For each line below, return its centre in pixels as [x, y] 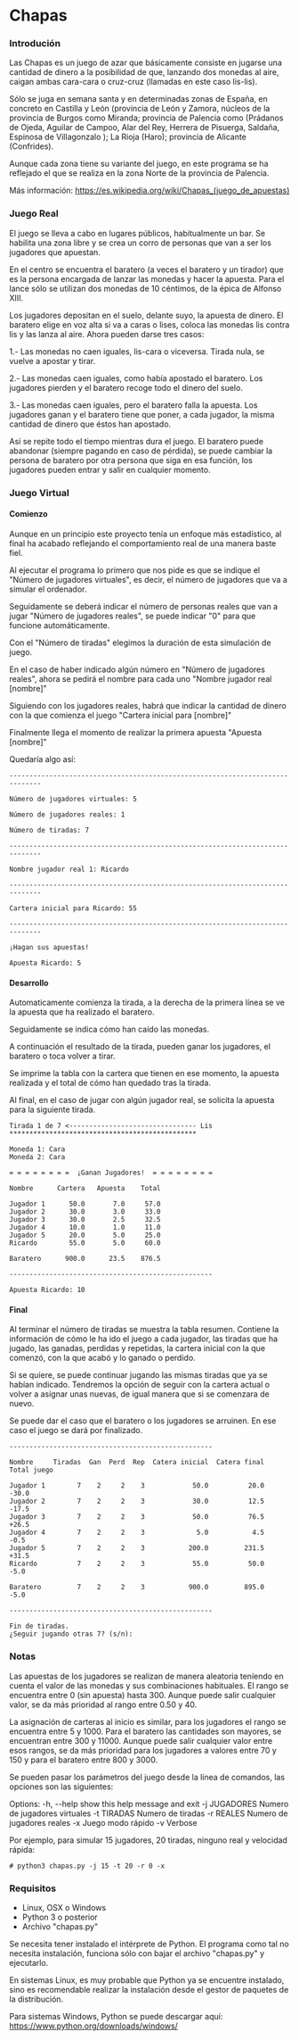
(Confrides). [32, 146]
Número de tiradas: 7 [49, 830]
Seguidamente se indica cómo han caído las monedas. [109, 1029]
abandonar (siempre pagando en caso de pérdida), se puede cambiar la [141, 451]
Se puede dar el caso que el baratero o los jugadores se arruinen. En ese [143, 1421]
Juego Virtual [39, 493]
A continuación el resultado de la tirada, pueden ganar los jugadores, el [140, 1047]
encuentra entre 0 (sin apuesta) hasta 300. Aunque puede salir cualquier [142, 1695]
